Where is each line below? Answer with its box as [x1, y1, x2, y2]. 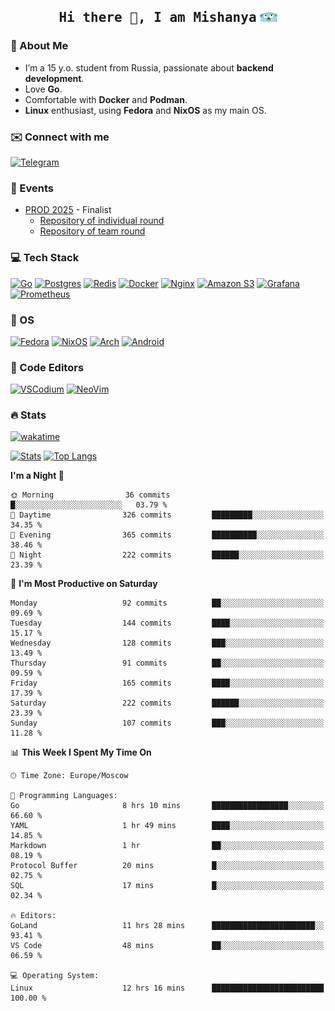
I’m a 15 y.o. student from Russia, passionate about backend [24, 61, 274, 74]
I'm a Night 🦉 [10, 470, 65, 482]
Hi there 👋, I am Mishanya [58, 10, 257, 26]
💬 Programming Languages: [10, 791, 118, 801]
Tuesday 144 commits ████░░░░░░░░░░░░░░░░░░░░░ [10, 618, 325, 629]
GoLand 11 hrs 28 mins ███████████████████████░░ [10, 921, 325, 931]
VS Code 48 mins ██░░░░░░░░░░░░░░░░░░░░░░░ [10, 941, 325, 951]
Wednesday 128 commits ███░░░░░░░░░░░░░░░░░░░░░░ [10, 638, 325, 649]
